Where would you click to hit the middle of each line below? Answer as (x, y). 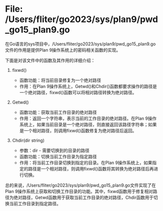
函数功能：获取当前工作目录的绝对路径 (58, 112)
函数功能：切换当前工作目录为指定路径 (58, 156)
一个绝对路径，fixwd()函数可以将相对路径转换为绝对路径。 (78, 92)
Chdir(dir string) (28, 140)
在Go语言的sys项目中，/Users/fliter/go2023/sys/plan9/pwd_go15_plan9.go (80, 44)
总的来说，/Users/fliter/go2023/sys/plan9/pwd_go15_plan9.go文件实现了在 (81, 185)
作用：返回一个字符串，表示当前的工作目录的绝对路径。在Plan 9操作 (88, 118)
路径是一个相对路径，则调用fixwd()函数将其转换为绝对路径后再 (91, 169)
